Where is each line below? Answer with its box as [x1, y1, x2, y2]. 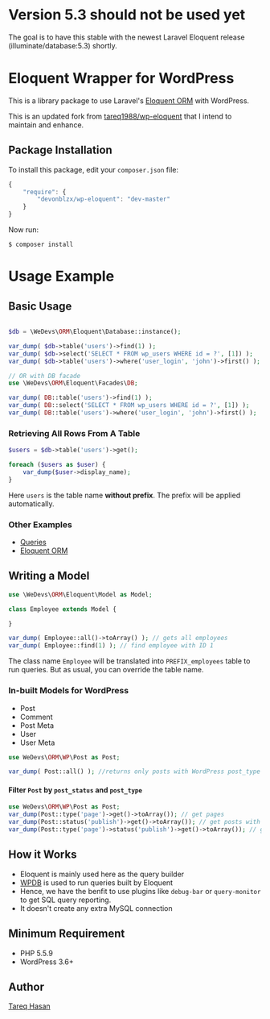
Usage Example [8, 268, 115, 285]
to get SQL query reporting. [19, 895, 112, 905]
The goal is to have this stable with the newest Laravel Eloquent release [8, 32, 245, 42]
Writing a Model [8, 569, 90, 583]
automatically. [8, 498, 55, 509]
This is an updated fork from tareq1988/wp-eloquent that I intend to [8, 111, 232, 121]
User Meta [19, 738, 55, 747]
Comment [19, 712, 53, 722]
